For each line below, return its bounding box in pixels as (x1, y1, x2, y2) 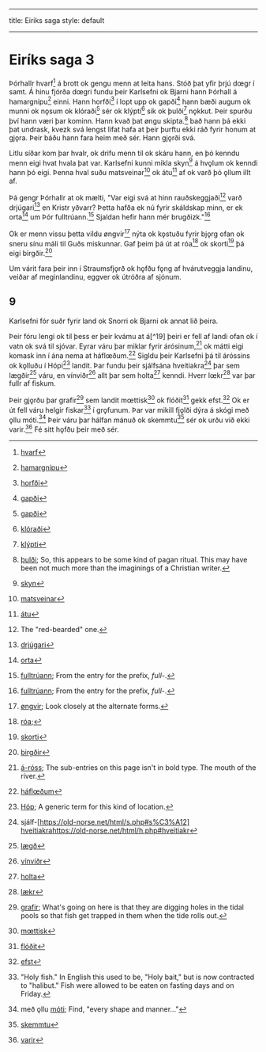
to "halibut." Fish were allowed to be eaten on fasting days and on (20, 980, 234, 990)
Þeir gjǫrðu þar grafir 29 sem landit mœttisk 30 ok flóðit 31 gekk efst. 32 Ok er (9, 394, 250, 405)
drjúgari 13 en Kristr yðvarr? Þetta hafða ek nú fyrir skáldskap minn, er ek (9, 201, 243, 212)
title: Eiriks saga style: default (9, 16, 105, 25)
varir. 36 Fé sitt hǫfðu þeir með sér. (9, 423, 119, 434)
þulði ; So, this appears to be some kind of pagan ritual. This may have (20, 555, 248, 564)
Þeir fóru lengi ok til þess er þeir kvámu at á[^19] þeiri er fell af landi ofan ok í (9, 331, 258, 341)
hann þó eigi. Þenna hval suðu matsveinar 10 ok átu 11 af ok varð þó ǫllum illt (9, 166, 251, 177)
